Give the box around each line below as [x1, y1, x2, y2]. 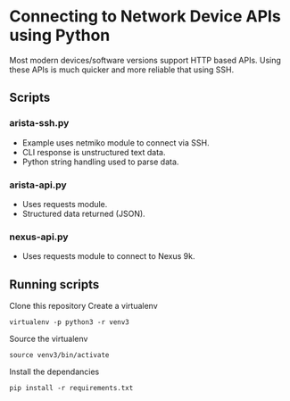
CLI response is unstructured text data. [21, 146, 167, 157]
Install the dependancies [9, 366, 100, 377]
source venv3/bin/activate [9, 351, 110, 360]
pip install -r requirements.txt [9, 384, 134, 393]
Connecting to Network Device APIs [9, 6, 281, 27]
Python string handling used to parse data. [21, 156, 179, 167]
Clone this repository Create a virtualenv [9, 301, 158, 312]
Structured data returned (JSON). [21, 208, 145, 219]
